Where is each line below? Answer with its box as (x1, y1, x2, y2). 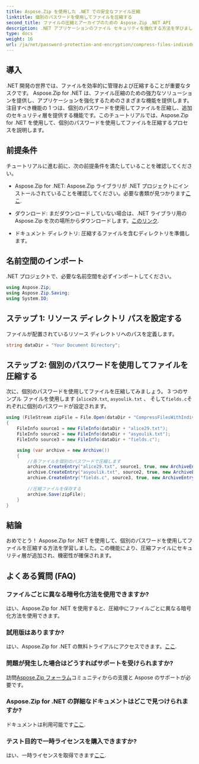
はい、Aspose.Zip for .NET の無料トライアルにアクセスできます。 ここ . (6, 643, 177, 650)
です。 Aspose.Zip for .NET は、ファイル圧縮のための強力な (16, 89, 162, 97)
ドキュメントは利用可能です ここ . (6, 721, 86, 728)
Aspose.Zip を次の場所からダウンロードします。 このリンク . (14, 217, 159, 224)
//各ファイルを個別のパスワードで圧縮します (27, 458, 121, 464)
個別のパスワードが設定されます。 (26, 403, 110, 410)
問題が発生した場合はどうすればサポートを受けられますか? (6, 659, 174, 667)
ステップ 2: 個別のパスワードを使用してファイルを (6, 360, 188, 370)
